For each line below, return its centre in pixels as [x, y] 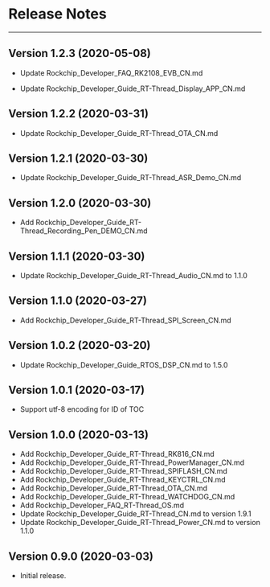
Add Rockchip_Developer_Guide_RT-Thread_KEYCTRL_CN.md [123, 480]
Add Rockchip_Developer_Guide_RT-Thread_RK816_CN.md [117, 454]
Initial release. [43, 576]
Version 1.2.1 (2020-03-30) [78, 158]
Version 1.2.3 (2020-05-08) [80, 53]
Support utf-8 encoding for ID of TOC [82, 409]
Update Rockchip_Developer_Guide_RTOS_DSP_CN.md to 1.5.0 [124, 365]
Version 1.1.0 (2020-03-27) [78, 301]
